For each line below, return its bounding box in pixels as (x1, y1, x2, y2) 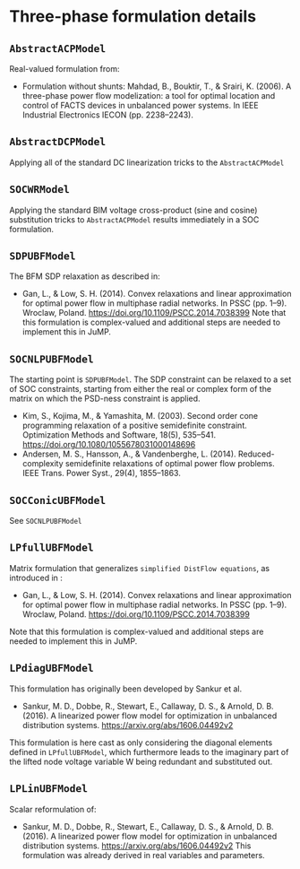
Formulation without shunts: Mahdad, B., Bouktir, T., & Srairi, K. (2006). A (21, 81, 292, 91)
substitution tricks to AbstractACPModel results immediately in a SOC (9, 213, 260, 225)
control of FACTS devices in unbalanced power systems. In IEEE (21, 100, 259, 110)
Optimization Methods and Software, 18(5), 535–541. (21, 430, 217, 440)
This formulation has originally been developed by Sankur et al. (9, 683, 243, 694)
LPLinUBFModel (9, 782, 88, 795)
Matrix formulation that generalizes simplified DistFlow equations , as (9, 562, 270, 573)
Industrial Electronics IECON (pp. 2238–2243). (21, 109, 194, 120)
